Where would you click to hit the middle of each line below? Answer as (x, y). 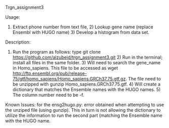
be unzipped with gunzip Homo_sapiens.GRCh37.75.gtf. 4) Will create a (86, 84)
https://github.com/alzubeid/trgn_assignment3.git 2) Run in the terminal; (88, 57)
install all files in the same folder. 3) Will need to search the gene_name (86, 62)
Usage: (13, 17)
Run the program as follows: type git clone (57, 52)
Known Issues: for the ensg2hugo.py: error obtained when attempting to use (85, 105)
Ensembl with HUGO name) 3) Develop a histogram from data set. (81, 32)
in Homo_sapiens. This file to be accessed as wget (65, 68)
